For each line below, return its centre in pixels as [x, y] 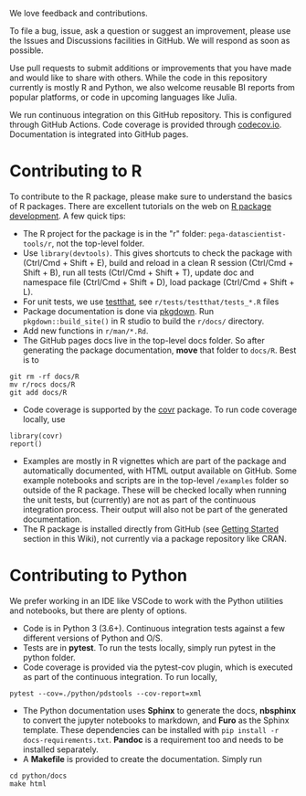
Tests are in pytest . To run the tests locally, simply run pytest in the [149, 647]
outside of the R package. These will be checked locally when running [155, 490]
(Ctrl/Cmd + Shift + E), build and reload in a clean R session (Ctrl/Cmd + [158, 262]
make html [28, 784]
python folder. [49, 657]
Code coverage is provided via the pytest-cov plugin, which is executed [158, 667]
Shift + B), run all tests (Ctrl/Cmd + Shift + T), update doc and [138, 272]
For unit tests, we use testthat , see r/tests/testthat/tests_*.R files [151, 302]
